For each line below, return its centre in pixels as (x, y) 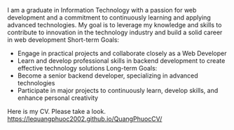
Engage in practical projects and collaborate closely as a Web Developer (122, 53)
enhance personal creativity (58, 98)
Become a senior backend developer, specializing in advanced (108, 75)
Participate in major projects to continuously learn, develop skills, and (118, 91)
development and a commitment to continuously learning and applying (109, 17)
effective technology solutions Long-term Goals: (87, 68)
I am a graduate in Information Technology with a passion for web (102, 10)
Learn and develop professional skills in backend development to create (121, 61)
